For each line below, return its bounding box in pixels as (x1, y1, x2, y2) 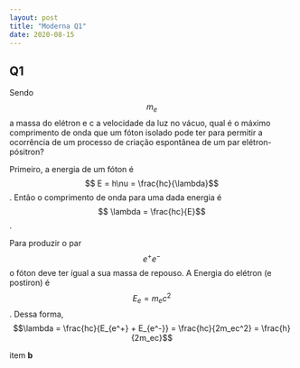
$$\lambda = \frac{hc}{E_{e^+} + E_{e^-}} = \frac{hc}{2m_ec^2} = (13, 323, 260, 334)
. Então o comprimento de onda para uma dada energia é (9, 191, 222, 203)
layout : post (9, 13, 59, 23)
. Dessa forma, (9, 308, 64, 320)
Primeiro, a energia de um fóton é (9, 163, 134, 174)
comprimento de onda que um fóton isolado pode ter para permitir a (9, 127, 264, 138)
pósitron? (9, 146, 45, 157)
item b (9, 350, 33, 361)
